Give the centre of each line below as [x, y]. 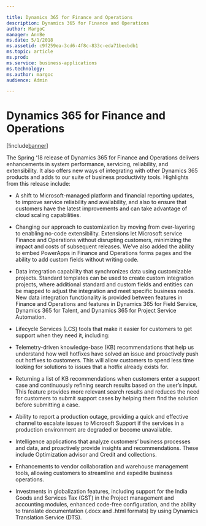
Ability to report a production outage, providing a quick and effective [102, 417]
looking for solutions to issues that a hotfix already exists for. [92, 367]
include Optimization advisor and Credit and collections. [86, 455]
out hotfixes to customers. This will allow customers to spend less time [105, 360]
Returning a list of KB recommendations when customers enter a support [107, 379]
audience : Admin [27, 80]
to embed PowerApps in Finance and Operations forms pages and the [103, 253]
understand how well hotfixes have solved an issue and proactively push [107, 354]
